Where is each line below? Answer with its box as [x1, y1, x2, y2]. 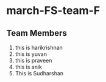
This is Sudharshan [15, 70, 64, 77]
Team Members [6, 28, 67, 38]
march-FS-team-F [6, 4, 101, 18]
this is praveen [15, 57, 52, 64]
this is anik [15, 63, 43, 70]
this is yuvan [15, 50, 48, 58]
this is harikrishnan [15, 44, 63, 51]
